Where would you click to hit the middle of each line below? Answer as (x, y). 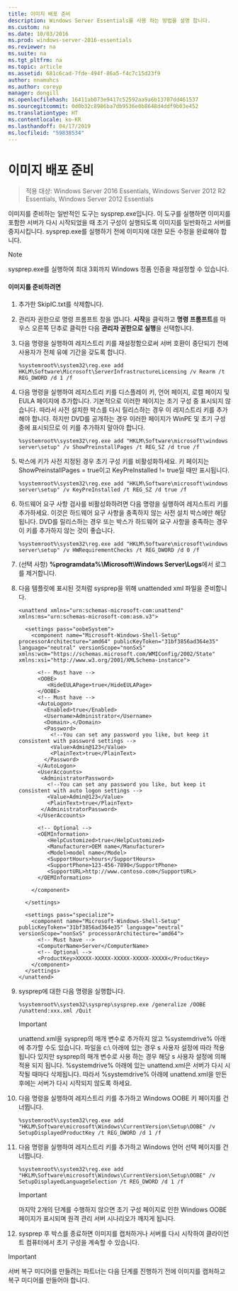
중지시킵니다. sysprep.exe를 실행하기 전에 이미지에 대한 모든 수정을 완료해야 (114, 231)
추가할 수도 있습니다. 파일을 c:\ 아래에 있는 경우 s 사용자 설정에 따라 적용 (125, 1047)
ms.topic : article (35, 67)
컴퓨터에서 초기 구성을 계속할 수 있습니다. (83, 1242)
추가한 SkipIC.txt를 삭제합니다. (61, 304)
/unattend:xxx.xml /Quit (55, 1011)
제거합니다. (41, 573)
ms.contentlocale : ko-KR (45, 119)
